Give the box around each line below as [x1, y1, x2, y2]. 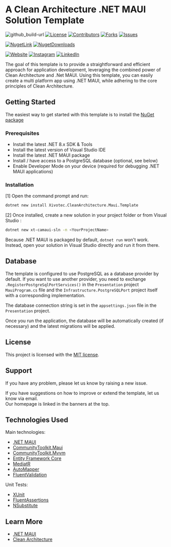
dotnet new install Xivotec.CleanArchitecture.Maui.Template [5, 203, 139, 208]
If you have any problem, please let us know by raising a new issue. [5, 380, 147, 386]
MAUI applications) [12, 169, 53, 175]
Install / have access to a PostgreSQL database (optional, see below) [12, 158, 158, 164]
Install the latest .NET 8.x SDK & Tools [12, 141, 93, 148]
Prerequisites [5, 130, 39, 137]
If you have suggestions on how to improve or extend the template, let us [5, 390, 160, 396]
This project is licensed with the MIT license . [5, 351, 99, 357]
